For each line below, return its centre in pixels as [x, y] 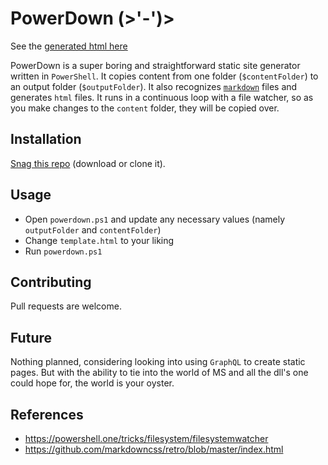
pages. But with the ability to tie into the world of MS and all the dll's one [159, 373]
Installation [46, 139]
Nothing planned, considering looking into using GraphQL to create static [158, 362]
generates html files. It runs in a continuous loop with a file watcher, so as [162, 97]
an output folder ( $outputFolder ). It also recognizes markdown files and [154, 86]
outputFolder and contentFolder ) [93, 229]
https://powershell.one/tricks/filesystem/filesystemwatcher [146, 438]
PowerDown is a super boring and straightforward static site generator [155, 65]
